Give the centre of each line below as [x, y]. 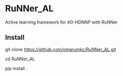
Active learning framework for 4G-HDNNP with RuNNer [61, 22]
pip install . [16, 68]
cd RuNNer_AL [20, 59]
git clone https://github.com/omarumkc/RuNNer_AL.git [61, 49]
